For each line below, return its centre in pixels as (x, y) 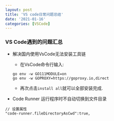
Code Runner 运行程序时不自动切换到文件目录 (59, 99)
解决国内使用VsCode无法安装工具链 (49, 54)
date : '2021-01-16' (25, 19)
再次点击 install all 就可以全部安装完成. (61, 88)
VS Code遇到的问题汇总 (34, 42)
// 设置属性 (16, 109)
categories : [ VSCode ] (28, 24)
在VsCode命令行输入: (42, 64)
